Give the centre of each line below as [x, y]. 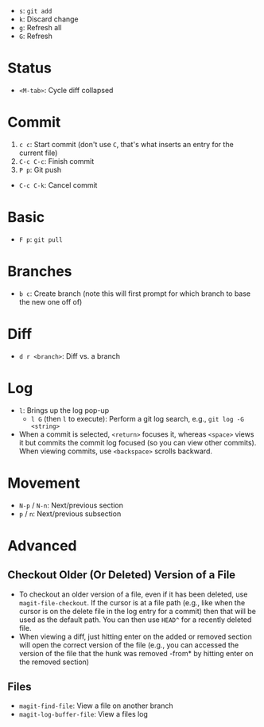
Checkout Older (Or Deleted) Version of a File [122, 575]
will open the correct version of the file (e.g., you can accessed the [129, 645]
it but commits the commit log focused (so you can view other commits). [138, 442]
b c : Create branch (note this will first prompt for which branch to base [135, 294]
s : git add [35, 11]
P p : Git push [40, 169]
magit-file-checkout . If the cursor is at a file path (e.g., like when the [132, 602]
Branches [40, 271]
